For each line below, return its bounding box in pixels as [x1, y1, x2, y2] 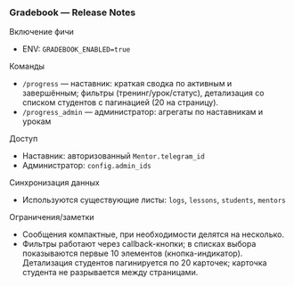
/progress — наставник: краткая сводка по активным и [21, 78, 233, 89]
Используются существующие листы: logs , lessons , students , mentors [21, 194, 287, 206]
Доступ [9, 134, 38, 144]
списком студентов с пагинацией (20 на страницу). [21, 97, 219, 108]
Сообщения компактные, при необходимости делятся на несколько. [21, 229, 285, 240]
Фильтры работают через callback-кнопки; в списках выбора [21, 239, 257, 249]
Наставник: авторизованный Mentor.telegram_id [21, 151, 205, 161]
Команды [9, 61, 45, 72]
